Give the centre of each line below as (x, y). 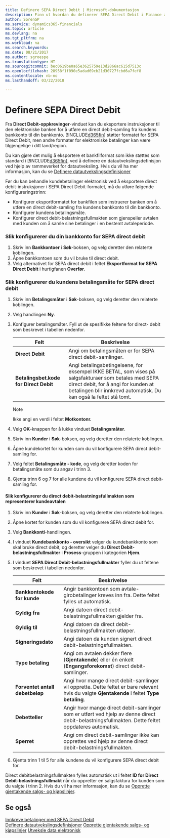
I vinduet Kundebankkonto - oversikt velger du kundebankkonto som (85, 542)
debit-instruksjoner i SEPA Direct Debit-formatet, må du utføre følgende (80, 186)
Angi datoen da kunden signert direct (108, 639)
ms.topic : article (25, 29)
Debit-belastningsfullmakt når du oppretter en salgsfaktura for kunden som (85, 781)
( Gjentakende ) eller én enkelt (99, 660)
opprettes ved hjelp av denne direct (106, 741)
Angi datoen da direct (89, 624)
